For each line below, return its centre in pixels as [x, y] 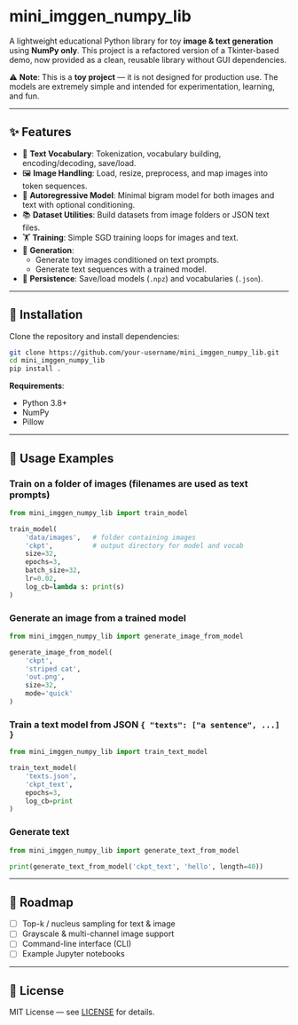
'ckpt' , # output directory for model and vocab [134, 545]
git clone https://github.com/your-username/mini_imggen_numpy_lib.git [144, 353]
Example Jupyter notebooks [74, 954]
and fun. [24, 96]
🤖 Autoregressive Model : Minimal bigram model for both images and [148, 195]
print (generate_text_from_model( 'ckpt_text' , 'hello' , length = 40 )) [137, 866]
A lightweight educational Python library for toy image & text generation [141, 41]
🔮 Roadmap [41, 902]
